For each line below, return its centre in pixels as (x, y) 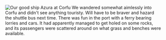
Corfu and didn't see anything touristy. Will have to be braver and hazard (80, 13)
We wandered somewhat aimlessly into (112, 8)
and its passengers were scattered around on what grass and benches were (83, 28)
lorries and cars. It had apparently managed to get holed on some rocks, (79, 23)
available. (15, 33)
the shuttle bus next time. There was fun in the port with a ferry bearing (78, 18)
